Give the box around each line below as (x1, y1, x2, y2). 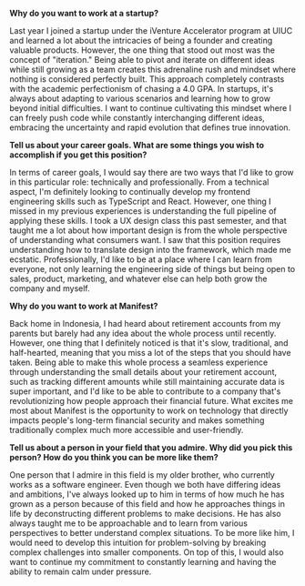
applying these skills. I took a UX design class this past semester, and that (9, 216, 287, 226)
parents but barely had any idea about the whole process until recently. (9, 328, 277, 338)
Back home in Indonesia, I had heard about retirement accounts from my (9, 318, 281, 328)
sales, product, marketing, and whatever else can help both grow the (9, 273, 268, 284)
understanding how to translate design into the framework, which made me (9, 245, 291, 255)
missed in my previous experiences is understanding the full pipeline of (9, 206, 278, 217)
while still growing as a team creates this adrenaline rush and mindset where (9, 64, 296, 75)
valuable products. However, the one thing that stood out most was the (9, 45, 276, 56)
